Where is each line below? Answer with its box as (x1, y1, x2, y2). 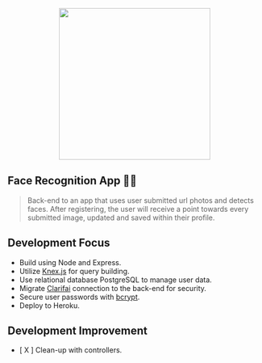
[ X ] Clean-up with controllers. (19, 345, 123, 355)
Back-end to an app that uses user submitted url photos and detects (27, 195, 255, 205)
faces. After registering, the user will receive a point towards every (27, 204, 249, 213)
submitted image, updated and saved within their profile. (27, 213, 215, 222)
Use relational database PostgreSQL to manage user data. (19, 275, 213, 285)
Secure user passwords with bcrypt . (19, 292, 140, 302)
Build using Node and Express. (19, 257, 122, 267)
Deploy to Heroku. (19, 300, 80, 310)
